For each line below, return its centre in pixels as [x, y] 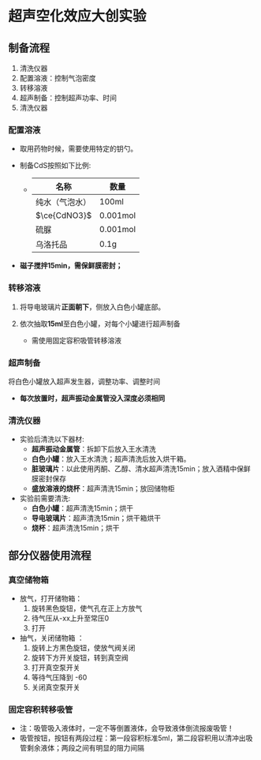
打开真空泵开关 [56, 667]
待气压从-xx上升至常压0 [70, 618]
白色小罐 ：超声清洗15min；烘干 [82, 508]
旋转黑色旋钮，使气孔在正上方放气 [87, 608]
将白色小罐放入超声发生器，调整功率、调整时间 [84, 381]
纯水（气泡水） [63, 202]
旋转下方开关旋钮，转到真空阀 [80, 657]
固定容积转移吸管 [41, 709]
